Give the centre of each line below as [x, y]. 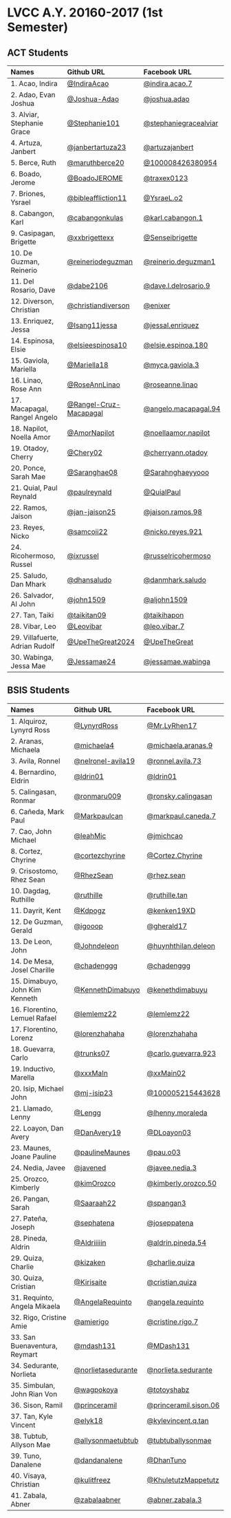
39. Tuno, [26, 1455]
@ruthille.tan [167, 895]
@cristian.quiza [172, 1282]
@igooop [88, 926]
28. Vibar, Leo [33, 626]
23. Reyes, [28, 527]
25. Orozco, [30, 1179]
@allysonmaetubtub [106, 1440]
